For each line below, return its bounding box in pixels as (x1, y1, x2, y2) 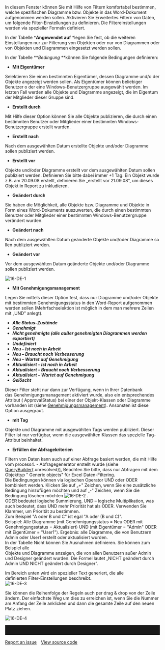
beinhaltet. (21, 437, 43, 443)
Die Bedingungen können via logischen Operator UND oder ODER (5, 477, 137, 483)
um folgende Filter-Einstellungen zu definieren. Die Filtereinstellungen (5, 20, 146, 26)
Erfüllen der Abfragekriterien (12, 447, 73, 452)
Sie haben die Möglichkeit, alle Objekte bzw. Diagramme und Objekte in (5, 202, 150, 208)
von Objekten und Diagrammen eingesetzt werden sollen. (5, 45, 121, 51)
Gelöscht (12, 377, 31, 383)
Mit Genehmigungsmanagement (12, 285, 80, 291)
